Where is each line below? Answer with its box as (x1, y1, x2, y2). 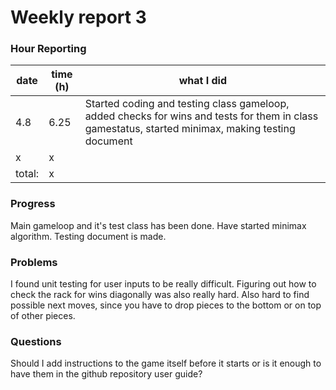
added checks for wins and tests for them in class (84, 109, 319, 123)
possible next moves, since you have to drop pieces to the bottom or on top (10, 299, 322, 311)
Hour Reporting (10, 42, 87, 56)
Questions (10, 335, 62, 348)
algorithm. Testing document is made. (10, 230, 167, 242)
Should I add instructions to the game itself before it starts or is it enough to (10, 357, 322, 370)
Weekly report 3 (10, 6, 147, 29)
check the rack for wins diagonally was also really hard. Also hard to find (10, 289, 310, 301)
